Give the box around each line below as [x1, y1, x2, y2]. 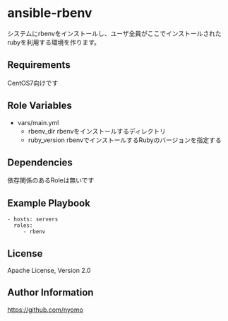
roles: [13, 222, 33, 229]
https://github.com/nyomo [7, 305, 83, 314]
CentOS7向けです [7, 78, 59, 87]
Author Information [7, 286, 94, 298]
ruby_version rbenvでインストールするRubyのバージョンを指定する [28, 136, 222, 144]
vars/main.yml [17, 118, 59, 127]
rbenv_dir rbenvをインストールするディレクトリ [28, 127, 167, 135]
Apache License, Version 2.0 [7, 267, 91, 274]
